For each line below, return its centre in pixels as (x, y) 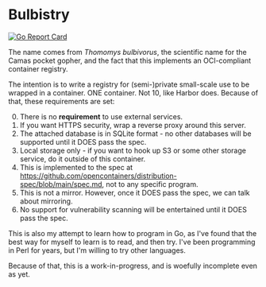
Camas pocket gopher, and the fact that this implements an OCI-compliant (130, 60)
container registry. (39, 68)
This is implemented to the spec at (76, 167)
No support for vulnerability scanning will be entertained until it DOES (133, 209)
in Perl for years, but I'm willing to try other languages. (97, 250)
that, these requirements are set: (62, 101)
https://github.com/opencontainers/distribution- (98, 176)
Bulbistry (39, 15)
